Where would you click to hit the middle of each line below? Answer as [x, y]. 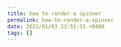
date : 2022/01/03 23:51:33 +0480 [56, 26]
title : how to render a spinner [54, 13]
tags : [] [20, 33]
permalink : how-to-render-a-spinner [60, 20]
